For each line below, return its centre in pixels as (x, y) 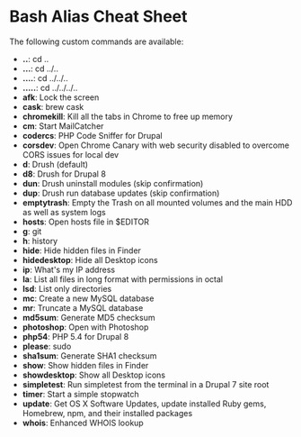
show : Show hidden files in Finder (85, 365)
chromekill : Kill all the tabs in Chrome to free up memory (128, 116)
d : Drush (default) (55, 164)
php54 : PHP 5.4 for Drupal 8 (75, 336)
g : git (32, 231)
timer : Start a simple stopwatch (80, 394)
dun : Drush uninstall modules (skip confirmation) (113, 183)
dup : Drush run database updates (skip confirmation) (121, 193)
